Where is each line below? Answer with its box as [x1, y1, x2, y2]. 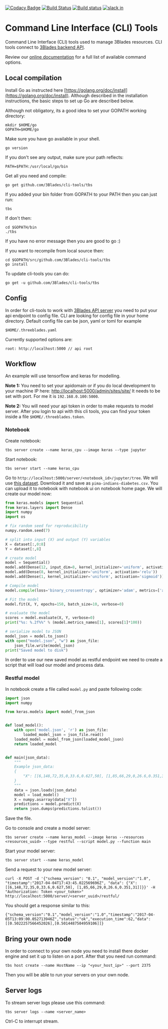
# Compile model [5, 583, 39, 588]
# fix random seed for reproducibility [5, 523, 88, 529]
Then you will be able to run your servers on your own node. [5, 972, 129, 978]
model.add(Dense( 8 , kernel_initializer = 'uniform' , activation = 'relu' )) [5, 569, 157, 574]
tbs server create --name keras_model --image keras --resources [5, 835, 144, 840]
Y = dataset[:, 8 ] [5, 546, 41, 551]
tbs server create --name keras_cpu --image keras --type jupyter [5, 447, 146, 453]
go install [5, 261, 28, 267]
